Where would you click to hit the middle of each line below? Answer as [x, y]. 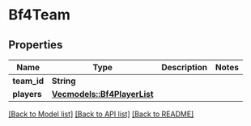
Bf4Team [40, 15]
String [64, 81]
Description [185, 67]
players [27, 94]
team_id [28, 81]
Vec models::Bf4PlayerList [102, 94]
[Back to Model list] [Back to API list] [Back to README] [101, 114]
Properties [36, 45]
